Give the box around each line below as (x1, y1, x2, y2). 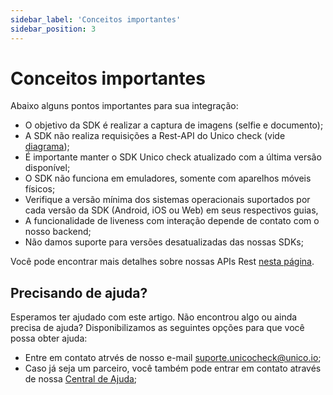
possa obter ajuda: (10, 332, 88, 345)
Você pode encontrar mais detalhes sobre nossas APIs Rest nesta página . (10, 256, 315, 268)
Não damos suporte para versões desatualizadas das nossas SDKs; (24, 236, 304, 248)
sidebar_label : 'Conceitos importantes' (10, 14, 182, 25)
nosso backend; (24, 226, 92, 238)
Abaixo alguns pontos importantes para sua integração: (10, 100, 239, 112)
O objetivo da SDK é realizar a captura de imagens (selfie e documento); (24, 119, 324, 131)
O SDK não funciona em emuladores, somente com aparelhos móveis (24, 172, 312, 185)
